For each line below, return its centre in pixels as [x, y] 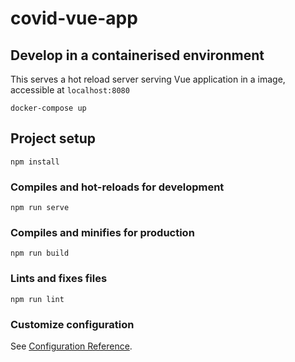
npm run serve [40, 208]
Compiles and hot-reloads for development [117, 187]
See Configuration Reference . [71, 346]
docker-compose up [48, 108]
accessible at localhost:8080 [70, 90]
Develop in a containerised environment [137, 55]
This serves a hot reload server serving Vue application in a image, [148, 79]
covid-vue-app [74, 18]
